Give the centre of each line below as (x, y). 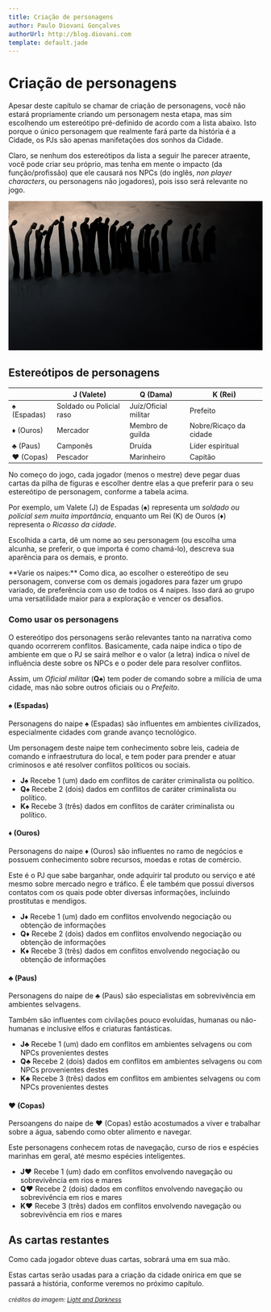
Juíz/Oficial (148, 406)
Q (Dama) (156, 394)
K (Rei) (224, 394)
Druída (140, 446)
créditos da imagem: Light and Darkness (65, 1300)
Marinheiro (148, 456)
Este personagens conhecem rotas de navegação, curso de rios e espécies (134, 1147)
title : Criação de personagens (61, 17)
